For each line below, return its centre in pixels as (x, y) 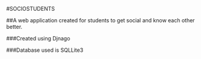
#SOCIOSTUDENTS (31, 9)
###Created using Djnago (38, 38)
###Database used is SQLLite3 (45, 50)
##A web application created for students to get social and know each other (100, 20)
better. (14, 27)
